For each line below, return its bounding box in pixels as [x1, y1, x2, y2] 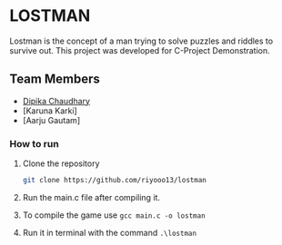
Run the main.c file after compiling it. [22, 191, 161, 202]
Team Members [9, 72, 100, 87]
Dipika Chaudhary [22, 95, 91, 106]
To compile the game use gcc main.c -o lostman [22, 210, 206, 220]
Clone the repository [22, 158, 100, 169]
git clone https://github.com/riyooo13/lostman [22, 176, 206, 185]
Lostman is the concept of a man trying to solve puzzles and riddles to [9, 35, 274, 46]
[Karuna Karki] [22, 105, 77, 116]
